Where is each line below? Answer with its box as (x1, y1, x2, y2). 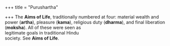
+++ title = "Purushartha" (5, 4, 58, 10)
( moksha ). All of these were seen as (5, 24, 81, 30)
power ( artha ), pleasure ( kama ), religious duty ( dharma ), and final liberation (5, 19, 165, 25)
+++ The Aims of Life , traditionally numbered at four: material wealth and (5, 14, 159, 19)
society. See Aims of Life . (5, 35, 59, 41)
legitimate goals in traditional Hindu (5, 30, 79, 35)
